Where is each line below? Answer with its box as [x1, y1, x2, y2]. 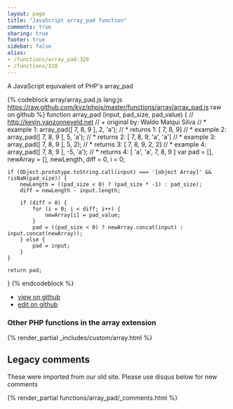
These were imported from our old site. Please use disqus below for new [7, 373, 218, 381]
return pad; [7, 267, 42, 274]
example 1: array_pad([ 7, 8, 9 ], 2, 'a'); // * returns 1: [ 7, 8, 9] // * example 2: [7, 125, 227, 133]
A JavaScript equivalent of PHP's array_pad [7, 81, 133, 90]
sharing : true [7, 29, 49, 37]
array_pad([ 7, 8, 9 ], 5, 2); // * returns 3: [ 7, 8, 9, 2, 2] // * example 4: [7, 140, 207, 148]
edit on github [17, 300, 58, 309]
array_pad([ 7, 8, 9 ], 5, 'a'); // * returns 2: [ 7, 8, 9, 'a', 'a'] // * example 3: [7, 133, 216, 141]
